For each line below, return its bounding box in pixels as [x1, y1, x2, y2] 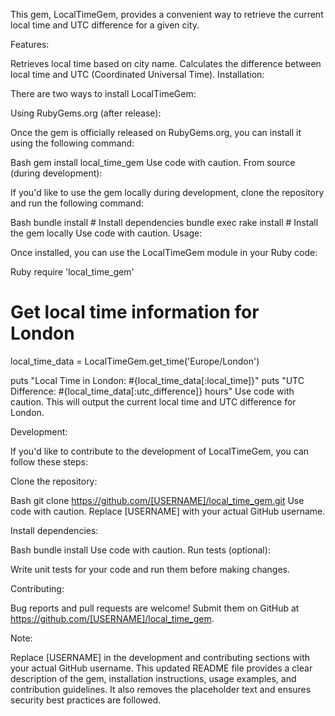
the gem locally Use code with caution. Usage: [10, 227, 203, 239]
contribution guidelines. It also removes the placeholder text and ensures [10, 683, 312, 695]
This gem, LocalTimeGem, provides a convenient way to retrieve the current [10, 9, 324, 20]
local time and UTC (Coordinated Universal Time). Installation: [10, 69, 265, 80]
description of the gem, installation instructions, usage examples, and [10, 672, 297, 684]
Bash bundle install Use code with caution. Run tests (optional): [10, 544, 271, 556]
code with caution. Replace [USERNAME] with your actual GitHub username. [10, 505, 326, 517]
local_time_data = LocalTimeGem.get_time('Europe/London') [10, 355, 260, 367]
